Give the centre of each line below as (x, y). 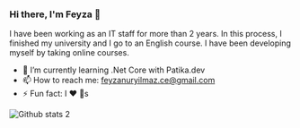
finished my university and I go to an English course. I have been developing (150, 43)
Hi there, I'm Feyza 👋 (55, 14)
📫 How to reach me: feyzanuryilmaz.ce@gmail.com (119, 81)
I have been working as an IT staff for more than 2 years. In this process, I (146, 34)
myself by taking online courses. (70, 53)
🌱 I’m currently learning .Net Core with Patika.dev (114, 70)
